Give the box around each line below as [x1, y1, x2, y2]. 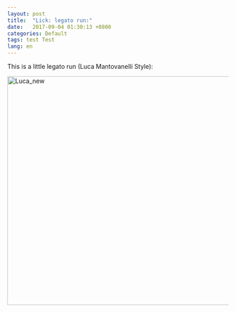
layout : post [7, 10, 46, 18]
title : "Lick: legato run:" [7, 17, 93, 24]
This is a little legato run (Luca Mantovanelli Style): [7, 63, 153, 70]
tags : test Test [7, 37, 55, 44]
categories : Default [7, 30, 68, 37]
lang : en [7, 43, 33, 50]
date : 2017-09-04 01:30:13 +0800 [7, 23, 112, 30]
